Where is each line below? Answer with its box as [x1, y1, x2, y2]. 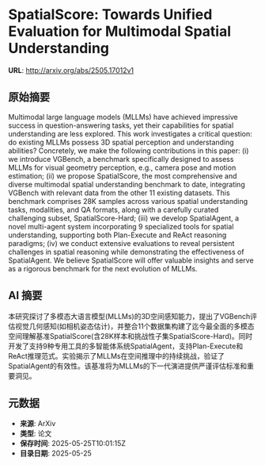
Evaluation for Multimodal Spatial [8, 22, 232, 40]
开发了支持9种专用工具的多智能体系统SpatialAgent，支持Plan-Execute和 [8, 341, 244, 351]
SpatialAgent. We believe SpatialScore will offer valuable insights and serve [8, 256, 255, 265]
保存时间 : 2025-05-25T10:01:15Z [19, 439, 127, 448]
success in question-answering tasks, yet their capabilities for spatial [8, 121, 234, 130]
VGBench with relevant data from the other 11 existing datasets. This [8, 188, 231, 198]
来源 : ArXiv [19, 419, 56, 428]
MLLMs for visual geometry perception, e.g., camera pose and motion [8, 163, 237, 172]
